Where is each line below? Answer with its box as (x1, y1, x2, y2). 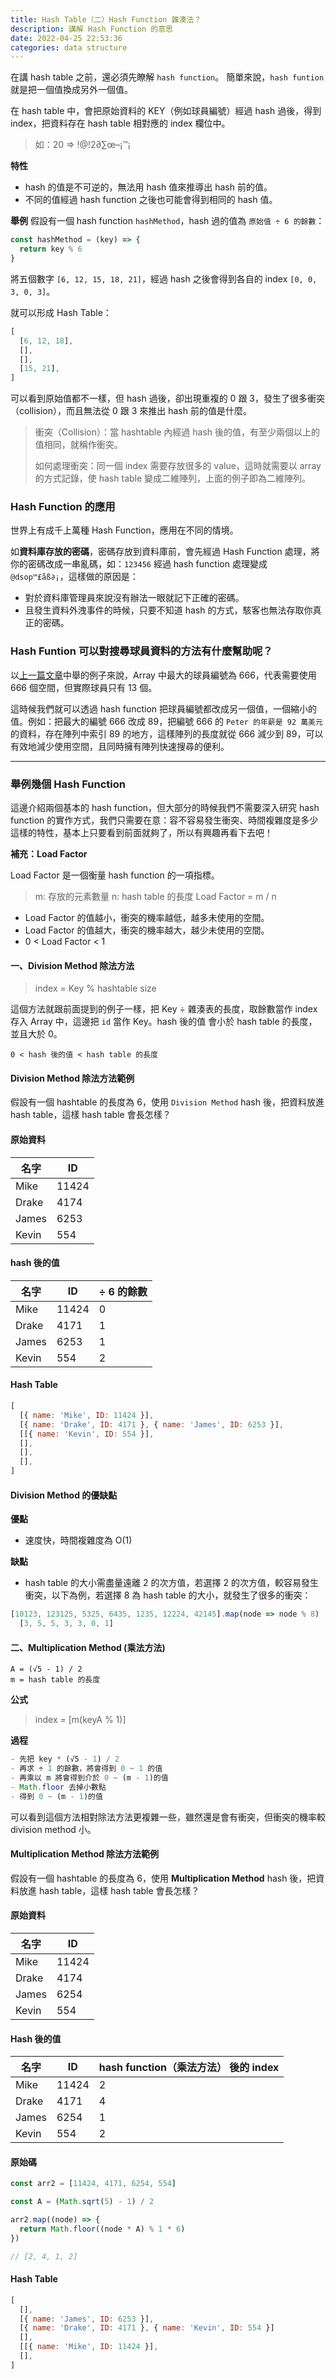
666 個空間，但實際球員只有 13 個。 (10, 681, 158, 693)
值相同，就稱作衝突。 (34, 439, 123, 451)
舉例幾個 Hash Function (10, 777, 126, 791)
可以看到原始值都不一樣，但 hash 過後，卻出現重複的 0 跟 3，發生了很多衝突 (10, 392, 325, 405)
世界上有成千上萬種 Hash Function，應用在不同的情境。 (10, 524, 239, 536)
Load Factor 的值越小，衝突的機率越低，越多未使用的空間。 (24, 912, 270, 924)
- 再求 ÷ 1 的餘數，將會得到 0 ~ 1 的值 (10, 1764, 163, 1774)
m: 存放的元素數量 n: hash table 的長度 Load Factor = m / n (34, 891, 277, 903)
